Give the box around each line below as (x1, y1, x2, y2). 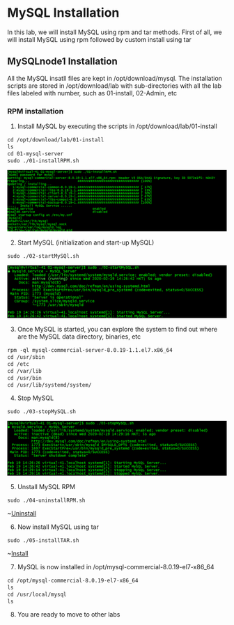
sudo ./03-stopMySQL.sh (7, 408, 77, 415)
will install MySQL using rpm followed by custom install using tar (7, 35, 192, 43)
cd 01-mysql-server (7, 151, 64, 157)
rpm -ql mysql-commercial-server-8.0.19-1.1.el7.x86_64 (7, 346, 173, 353)
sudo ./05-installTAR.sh (7, 537, 79, 544)
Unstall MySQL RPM (17, 483, 75, 491)
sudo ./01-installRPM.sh (7, 157, 79, 164)
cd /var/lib (7, 367, 42, 374)
